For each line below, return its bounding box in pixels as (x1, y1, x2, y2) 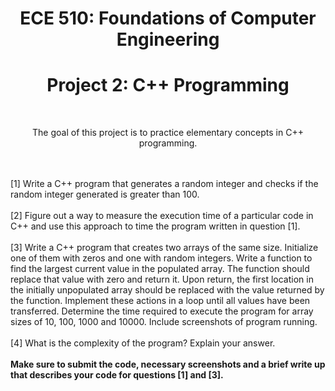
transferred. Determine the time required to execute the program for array (10, 305, 314, 317)
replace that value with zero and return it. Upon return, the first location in (10, 273, 314, 286)
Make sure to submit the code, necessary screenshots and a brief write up (10, 358, 326, 371)
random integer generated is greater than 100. (10, 188, 200, 201)
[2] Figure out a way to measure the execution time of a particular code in (10, 210, 314, 222)
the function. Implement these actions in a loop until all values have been (10, 295, 311, 307)
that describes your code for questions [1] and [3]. (10, 369, 224, 381)
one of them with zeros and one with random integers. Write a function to (10, 252, 313, 264)
